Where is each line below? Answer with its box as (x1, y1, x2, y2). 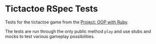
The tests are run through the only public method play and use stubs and (5, 28, 152, 34)
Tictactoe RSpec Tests (5, 3, 98, 14)
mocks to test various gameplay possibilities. (5, 33, 95, 39)
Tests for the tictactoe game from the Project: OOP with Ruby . (5, 19, 129, 25)
